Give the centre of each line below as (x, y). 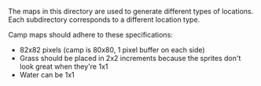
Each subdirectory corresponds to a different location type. (104, 20)
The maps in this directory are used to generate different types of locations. (131, 11)
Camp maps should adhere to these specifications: (90, 35)
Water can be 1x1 (47, 75)
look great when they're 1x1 (64, 66)
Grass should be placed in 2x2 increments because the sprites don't (130, 58)
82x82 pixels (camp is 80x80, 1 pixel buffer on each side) (112, 50)
